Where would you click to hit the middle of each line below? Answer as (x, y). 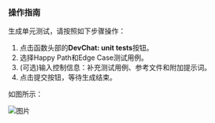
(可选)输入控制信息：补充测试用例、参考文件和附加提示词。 (115, 68)
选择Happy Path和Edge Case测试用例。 (83, 58)
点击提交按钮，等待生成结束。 (68, 77)
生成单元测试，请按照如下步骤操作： (67, 31)
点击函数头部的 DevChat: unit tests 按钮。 (86, 48)
